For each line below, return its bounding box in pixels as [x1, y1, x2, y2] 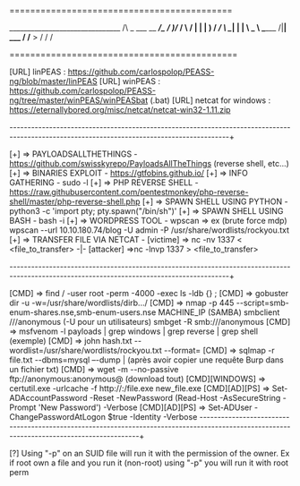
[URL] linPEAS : [9, 66, 66, 77]
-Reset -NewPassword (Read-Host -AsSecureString [89, 393, 281, 403]
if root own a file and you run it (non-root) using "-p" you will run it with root [9, 457, 289, 468]
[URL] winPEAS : [99, 76, 161, 86]
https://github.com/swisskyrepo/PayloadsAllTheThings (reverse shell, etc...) [9, 158, 289, 168]
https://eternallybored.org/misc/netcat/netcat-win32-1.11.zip [9, 105, 231, 115]
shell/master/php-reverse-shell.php [9, 196, 141, 207]
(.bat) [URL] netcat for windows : [150, 95, 271, 106]
